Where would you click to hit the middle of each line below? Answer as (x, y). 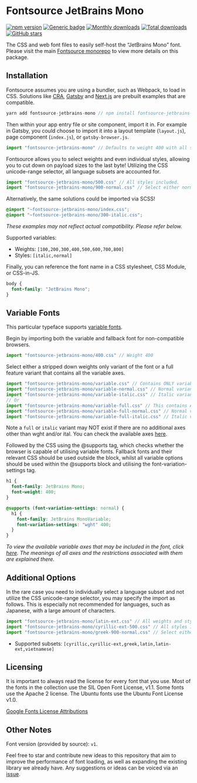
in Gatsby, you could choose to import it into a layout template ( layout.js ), (96, 130)
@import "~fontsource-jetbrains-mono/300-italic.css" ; (74, 215)
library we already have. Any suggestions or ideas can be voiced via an (92, 768)
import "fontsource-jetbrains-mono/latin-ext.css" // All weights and (94, 621)
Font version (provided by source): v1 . (52, 744)
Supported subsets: (38, 643)
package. (17, 57)
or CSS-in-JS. (23, 273)
